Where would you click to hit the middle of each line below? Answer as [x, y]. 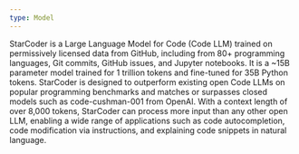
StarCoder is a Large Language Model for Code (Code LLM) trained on [141, 43]
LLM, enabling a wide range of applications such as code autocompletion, [147, 120]
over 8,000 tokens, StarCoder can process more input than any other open [149, 111]
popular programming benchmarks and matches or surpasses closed [139, 91]
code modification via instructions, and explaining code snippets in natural [148, 130]
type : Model [32, 18]
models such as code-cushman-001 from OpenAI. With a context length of [149, 101]
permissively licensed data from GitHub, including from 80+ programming [147, 53]
